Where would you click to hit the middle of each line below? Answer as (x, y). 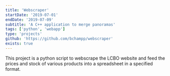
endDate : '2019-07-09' (29, 20)
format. (13, 69)
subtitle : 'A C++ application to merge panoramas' (60, 24)
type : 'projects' (24, 34)
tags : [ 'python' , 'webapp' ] (35, 29)
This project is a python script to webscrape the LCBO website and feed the (85, 58)
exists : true (19, 44)
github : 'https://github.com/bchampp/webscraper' (59, 39)
